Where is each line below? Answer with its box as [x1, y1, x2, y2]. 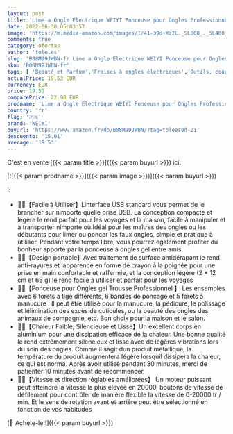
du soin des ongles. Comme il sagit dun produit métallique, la [17, 345, 192, 353]
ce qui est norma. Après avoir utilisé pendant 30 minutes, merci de [17, 360, 208, 368]
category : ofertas [7, 42, 60, 49]
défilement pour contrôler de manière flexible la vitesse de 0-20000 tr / [17, 390, 222, 399]
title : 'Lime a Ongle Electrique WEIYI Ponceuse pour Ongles [7, 17, 188, 24]
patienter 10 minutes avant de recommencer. [17, 367, 146, 376]
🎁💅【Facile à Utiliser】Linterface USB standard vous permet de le [17, 201, 205, 209]
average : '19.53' [7, 140, 58, 147]
